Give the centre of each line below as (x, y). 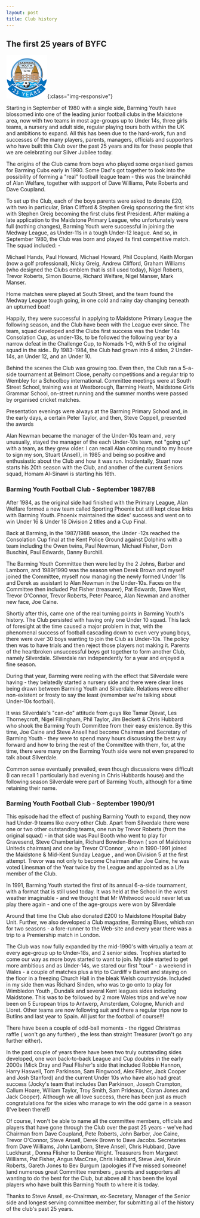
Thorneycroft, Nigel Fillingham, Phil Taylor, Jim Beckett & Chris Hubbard (95, 719)
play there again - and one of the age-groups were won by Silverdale (91, 904)
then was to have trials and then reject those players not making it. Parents (98, 645)
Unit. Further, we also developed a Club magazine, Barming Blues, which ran (100, 922)
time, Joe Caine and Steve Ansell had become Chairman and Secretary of (97, 732)
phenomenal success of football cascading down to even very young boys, (99, 632)
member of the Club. (32, 874)
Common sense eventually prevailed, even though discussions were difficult (100, 769)
